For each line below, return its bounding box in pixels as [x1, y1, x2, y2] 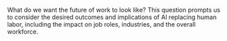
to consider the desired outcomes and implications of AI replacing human [7, 13, 217, 21]
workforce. [7, 27, 39, 36]
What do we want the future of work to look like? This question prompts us [7, 6, 221, 14]
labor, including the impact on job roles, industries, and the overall [7, 20, 196, 28]
